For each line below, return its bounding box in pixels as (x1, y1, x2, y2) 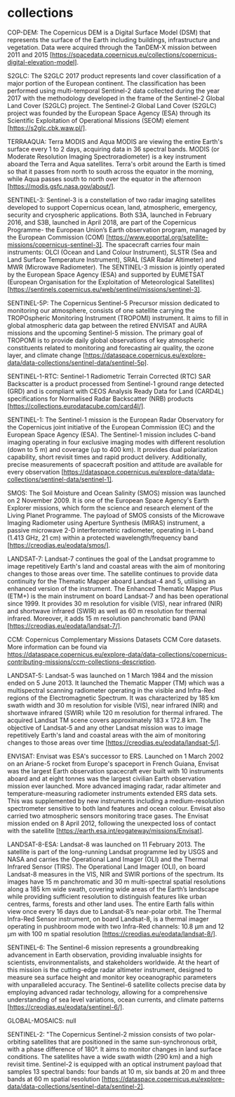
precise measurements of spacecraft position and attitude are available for (7, 460, 223, 468)
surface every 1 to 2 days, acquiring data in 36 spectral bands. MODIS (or (7, 145, 220, 153)
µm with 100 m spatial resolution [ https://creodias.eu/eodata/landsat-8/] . (7, 929, 217, 938)
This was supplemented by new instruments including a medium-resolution (7, 797, 224, 805)
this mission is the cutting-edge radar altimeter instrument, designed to (7, 965, 213, 973)
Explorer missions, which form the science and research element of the (7, 503, 214, 512)
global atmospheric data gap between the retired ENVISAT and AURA (7, 321, 208, 329)
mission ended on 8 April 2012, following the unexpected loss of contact (7, 819, 216, 827)
